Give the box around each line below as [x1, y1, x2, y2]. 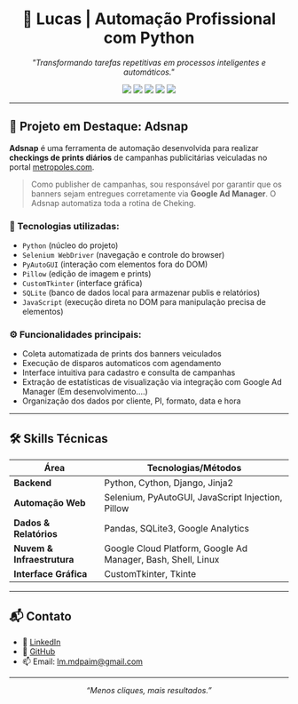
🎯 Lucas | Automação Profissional [21, 9, 277, 29]
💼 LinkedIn [21, 636, 61, 647]
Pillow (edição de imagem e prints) [21, 268, 152, 279]
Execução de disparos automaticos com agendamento [21, 358, 222, 369]
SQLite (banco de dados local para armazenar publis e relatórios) [21, 287, 261, 298]
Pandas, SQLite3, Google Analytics [104, 523, 250, 535]
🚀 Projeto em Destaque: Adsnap [9, 119, 189, 134]
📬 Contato [9, 609, 73, 624]
